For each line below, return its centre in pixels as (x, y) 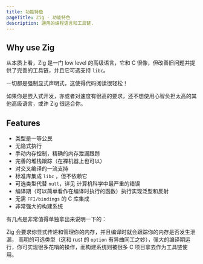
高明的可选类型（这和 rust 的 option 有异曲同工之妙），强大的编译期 (101, 240)
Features (23, 123)
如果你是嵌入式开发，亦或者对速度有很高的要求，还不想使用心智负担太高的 (99, 96)
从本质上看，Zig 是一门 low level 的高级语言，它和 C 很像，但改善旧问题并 (98, 63)
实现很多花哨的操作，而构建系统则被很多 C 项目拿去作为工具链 (105, 247)
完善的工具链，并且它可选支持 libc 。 (63, 71)
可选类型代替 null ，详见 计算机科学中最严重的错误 (78, 184)
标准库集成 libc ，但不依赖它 (51, 176)
